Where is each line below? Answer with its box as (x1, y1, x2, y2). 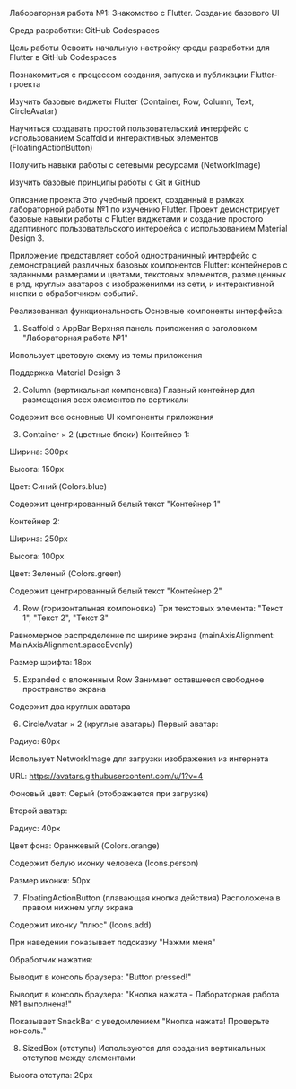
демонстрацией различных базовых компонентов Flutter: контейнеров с (9, 259, 289, 270)
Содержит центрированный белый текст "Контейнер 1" (9, 498, 222, 509)
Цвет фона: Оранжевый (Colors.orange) (9, 840, 160, 851)
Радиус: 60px (9, 736, 61, 746)
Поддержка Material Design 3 (9, 367, 121, 378)
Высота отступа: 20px (9, 1070, 93, 1080)
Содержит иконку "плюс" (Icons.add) (9, 919, 152, 930)
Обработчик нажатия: (9, 954, 93, 964)
